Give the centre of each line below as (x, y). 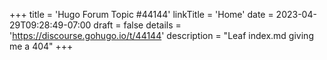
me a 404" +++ (41, 46)
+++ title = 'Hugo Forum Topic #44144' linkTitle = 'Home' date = (141, 14)
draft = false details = (137, 25)
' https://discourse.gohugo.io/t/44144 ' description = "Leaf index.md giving (161, 35)
